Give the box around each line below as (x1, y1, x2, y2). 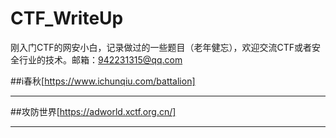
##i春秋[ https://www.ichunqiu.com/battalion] (10, 75, 196, 87)
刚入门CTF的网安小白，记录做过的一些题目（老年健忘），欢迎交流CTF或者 (10, 41, 313, 53)
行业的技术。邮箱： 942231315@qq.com (18, 53, 183, 66)
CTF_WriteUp (10, 7, 124, 30)
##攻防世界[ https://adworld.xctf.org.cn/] (10, 105, 177, 117)
